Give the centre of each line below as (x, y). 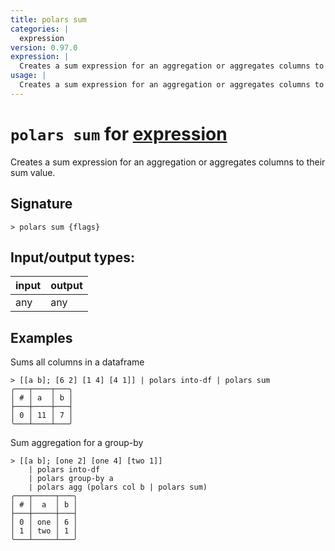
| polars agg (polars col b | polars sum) (118, 487)
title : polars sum (48, 19)
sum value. (33, 172)
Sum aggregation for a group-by (77, 443)
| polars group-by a (71, 479)
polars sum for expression (119, 133)
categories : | (40, 29)
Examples (41, 337)
